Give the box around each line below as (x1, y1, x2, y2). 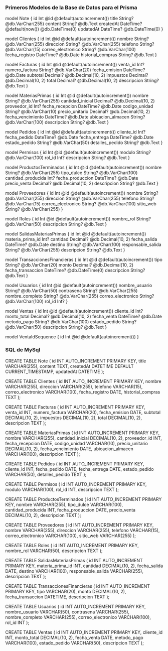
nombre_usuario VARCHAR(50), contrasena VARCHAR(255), (5, 609, 130, 615)
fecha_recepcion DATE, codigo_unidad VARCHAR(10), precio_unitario (5, 440, 148, 446)
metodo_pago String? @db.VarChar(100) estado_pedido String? (5, 319, 137, 325)
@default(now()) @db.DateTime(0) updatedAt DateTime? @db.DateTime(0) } (5, 26, 163, 32)
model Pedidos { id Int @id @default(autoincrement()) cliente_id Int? (5, 129, 146, 135)
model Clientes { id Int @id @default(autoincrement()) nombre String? (5, 36, 149, 42)
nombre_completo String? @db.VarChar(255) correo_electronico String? (5, 293, 154, 299)
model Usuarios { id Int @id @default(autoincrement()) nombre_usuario (5, 283, 152, 289)
